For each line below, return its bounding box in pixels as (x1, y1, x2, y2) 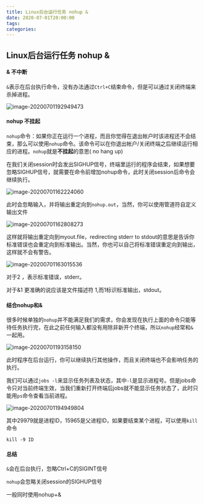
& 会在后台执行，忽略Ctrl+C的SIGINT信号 (6, 465, 108, 472)
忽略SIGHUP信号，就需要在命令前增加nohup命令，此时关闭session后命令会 (6, 169, 195, 176)
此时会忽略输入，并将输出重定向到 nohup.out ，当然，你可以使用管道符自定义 (6, 201, 197, 208)
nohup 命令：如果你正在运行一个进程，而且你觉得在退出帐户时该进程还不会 (6, 133, 191, 140)
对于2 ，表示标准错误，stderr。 (6, 273, 85, 281)
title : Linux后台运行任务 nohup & (6, 9, 88, 15)
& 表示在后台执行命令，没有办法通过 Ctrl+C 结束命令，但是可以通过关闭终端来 (6, 83, 197, 90)
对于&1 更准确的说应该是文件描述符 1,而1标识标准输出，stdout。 (6, 287, 165, 294)
